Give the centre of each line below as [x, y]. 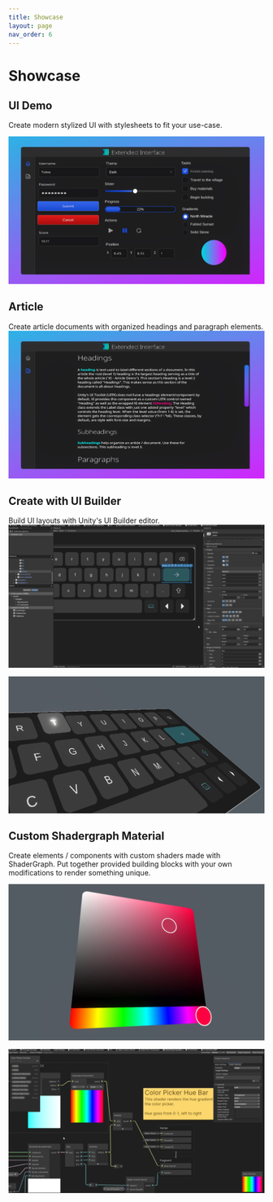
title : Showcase [36, 17]
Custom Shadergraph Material [87, 836]
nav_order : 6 [30, 34]
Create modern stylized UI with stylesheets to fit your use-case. [115, 125]
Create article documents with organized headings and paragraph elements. [136, 327]
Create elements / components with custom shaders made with [115, 856]
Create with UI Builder [65, 501]
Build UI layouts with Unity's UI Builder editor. [84, 520]
